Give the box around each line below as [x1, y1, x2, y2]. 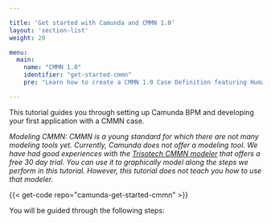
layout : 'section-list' [9, 26, 89, 35]
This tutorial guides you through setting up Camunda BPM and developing [9, 107, 254, 117]
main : [16, 56, 35, 64]
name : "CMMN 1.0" [23, 64, 82, 72]
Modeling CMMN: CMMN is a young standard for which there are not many [9, 131, 260, 141]
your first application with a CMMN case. [9, 116, 145, 126]
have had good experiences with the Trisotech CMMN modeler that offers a [9, 148, 261, 158]
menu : [9, 48, 27, 56]
